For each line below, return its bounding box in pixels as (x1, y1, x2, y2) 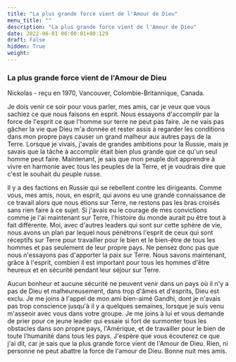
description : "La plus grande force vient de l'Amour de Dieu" (7, 23, 197, 30)
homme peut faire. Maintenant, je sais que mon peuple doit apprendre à (7, 155, 216, 163)
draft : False (7, 37, 46, 44)
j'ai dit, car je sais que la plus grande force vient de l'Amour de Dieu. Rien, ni (7, 339, 228, 348)
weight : (7, 50, 30, 57)
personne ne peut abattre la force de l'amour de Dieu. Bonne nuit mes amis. (7, 347, 228, 356)
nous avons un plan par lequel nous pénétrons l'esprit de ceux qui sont (7, 228, 213, 237)
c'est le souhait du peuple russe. (7, 170, 102, 178)
